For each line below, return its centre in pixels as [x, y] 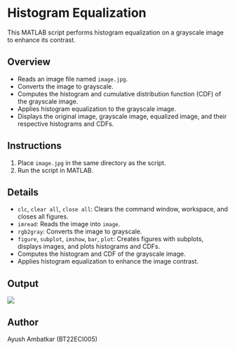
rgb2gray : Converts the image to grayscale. [80, 232]
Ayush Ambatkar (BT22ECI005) [53, 339]
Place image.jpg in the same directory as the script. [92, 162]
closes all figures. [43, 216]
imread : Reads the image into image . [69, 224]
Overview [29, 62]
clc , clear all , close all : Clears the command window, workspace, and [122, 209]
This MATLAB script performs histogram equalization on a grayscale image [116, 32]
